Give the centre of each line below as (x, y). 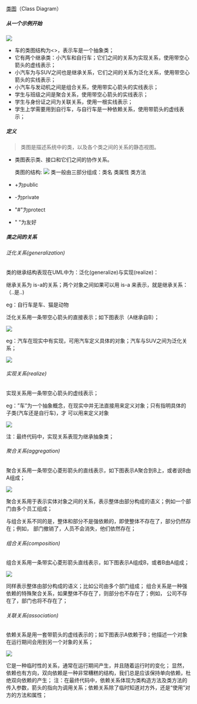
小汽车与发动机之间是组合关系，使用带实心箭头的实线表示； (86, 87)
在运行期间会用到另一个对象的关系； (50, 642)
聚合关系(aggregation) (33, 451)
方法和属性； (32, 695)
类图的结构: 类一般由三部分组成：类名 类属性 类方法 (80, 172)
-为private (27, 197)
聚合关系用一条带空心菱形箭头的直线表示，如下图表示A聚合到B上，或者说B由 (98, 470)
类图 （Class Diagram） (34, 9)
